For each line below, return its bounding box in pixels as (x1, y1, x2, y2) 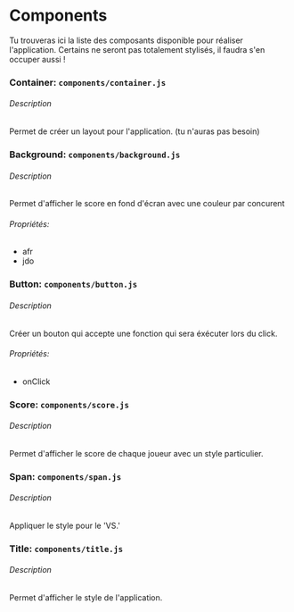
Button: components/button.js (9, 278, 138, 290)
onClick (21, 376, 51, 387)
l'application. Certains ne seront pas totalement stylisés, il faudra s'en (9, 44, 265, 54)
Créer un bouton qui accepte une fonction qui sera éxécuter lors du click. (9, 328, 278, 339)
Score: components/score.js (9, 398, 129, 411)
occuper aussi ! (9, 54, 66, 64)
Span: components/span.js (9, 470, 122, 482)
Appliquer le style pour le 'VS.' (9, 520, 120, 531)
